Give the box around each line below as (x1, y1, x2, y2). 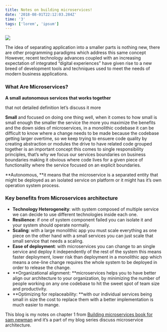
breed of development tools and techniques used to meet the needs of (5, 65, 151, 71)
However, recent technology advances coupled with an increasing (5, 55, 141, 61)
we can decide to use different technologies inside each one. (12, 211, 138, 217)
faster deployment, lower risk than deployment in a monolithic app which (12, 253, 162, 260)
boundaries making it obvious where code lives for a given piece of (5, 156, 143, 162)
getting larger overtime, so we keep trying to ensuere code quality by (5, 135, 147, 141)
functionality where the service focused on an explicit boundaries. (5, 162, 141, 168)
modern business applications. (5, 71, 68, 77)
